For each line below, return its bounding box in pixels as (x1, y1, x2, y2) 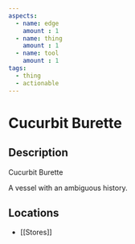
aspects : (8, 11, 38, 20)
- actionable (15, 79, 59, 87)
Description (8, 146, 68, 159)
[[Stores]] (19, 227, 52, 238)
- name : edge (15, 19, 59, 27)
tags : (8, 64, 27, 72)
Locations (8, 206, 59, 220)
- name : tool (15, 49, 59, 57)
